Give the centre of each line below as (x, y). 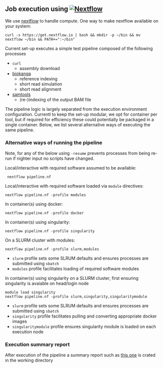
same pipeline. (20, 130)
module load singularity (30, 293)
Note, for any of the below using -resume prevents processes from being (78, 153)
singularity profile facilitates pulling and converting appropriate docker (84, 316)
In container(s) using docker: (34, 204)
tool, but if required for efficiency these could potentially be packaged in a (80, 119)
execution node (28, 332)
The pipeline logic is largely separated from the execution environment (76, 109)
